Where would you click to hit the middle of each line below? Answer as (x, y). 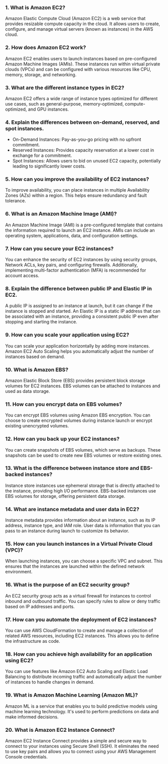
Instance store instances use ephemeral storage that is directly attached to (82, 485)
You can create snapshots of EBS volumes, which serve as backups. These (83, 450)
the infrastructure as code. (33, 641)
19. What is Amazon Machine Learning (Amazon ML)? (71, 695)
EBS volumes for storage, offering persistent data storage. (65, 496)
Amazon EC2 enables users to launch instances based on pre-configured (81, 58)
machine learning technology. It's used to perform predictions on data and (82, 711)
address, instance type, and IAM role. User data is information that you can (83, 526)
